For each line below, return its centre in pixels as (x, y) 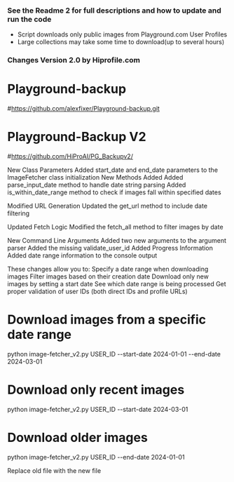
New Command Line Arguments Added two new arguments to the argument (117, 241)
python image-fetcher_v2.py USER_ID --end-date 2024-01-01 (96, 457)
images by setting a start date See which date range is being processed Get (117, 284)
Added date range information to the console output (82, 255)
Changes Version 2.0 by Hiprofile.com (74, 60)
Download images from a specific (107, 320)
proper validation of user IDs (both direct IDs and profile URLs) (97, 292)
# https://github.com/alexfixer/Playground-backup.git (83, 109)
